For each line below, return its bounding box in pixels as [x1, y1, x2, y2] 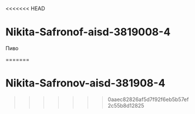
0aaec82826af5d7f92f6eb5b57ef [107, 96, 189, 103]
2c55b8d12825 [107, 102, 144, 109]
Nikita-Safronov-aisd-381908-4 [5, 77, 166, 90]
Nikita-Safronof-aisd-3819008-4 [5, 26, 171, 39]
